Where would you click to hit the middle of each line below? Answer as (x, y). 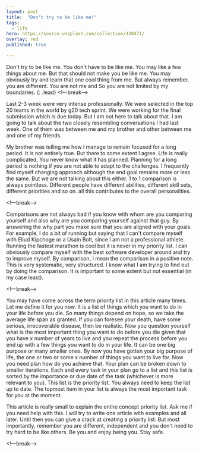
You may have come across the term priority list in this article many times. (97, 300)
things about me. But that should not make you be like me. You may (89, 73)
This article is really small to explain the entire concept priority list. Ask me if (99, 407)
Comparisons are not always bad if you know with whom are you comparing (99, 214)
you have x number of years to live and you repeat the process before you (97, 338)
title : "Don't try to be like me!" (51, 17)
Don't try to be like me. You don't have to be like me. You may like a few (94, 67)
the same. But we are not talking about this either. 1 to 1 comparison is (91, 178)
